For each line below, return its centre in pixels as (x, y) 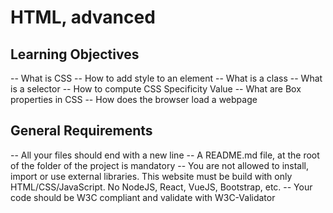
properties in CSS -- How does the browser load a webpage (134, 99)
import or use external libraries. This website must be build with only (151, 176)
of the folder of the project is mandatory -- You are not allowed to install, (160, 165)
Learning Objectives (75, 54)
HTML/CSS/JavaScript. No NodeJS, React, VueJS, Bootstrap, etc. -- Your (161, 187)
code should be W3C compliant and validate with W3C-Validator (143, 197)
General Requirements (81, 131)
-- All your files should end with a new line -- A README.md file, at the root (165, 155)
